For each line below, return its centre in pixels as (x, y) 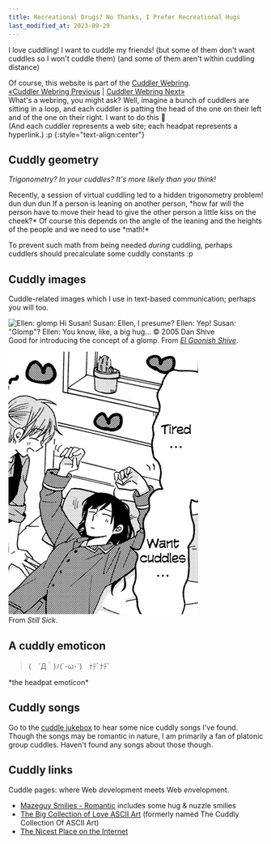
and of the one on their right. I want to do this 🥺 (87, 117)
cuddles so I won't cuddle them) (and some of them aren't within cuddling (131, 58)
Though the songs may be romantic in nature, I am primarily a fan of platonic (136, 736)
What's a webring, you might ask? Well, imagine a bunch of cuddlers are (129, 100)
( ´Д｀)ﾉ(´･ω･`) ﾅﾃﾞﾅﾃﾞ (69, 666)
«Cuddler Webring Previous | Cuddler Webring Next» (97, 91)
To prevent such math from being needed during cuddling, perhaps (121, 245)
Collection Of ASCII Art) (59, 822)
